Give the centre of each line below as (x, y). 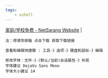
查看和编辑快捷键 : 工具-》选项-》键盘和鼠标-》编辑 (54, 50)
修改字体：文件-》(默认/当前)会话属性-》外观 (47, 60)
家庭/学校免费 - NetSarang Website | (44, 30)
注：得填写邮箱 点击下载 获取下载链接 (40, 41)
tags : (11, 10)
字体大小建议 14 (20, 71)
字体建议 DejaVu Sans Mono (33, 66)
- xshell (24, 15)
